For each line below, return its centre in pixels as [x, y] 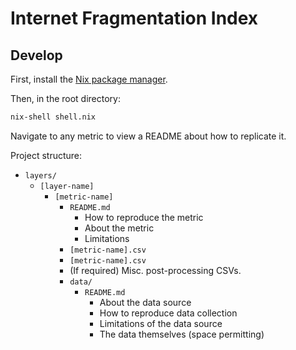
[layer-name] [67, 186]
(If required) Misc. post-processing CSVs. [155, 270]
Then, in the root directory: [66, 98]
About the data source [145, 302]
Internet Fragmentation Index [134, 18]
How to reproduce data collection [168, 313]
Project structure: [46, 155]
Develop [36, 55]
